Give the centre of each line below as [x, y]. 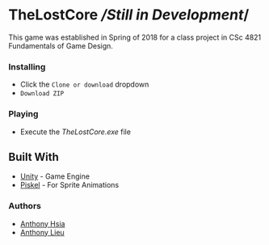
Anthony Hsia [42, 223]
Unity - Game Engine [55, 176]
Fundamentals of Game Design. [61, 45]
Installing [27, 66]
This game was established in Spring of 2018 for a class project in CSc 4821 [135, 37]
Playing [23, 114]
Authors [25, 206]
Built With [34, 156]
